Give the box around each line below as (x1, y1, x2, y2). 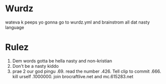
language (5, 24, 24, 30)
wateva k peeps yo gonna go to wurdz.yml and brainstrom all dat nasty (5, 19, 150, 25)
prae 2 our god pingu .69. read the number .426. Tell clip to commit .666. (12, 68, 162, 74)
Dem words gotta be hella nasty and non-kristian (12, 57, 112, 64)
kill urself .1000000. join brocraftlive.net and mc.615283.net (12, 73, 134, 79)
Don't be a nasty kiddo (12, 63, 59, 69)
